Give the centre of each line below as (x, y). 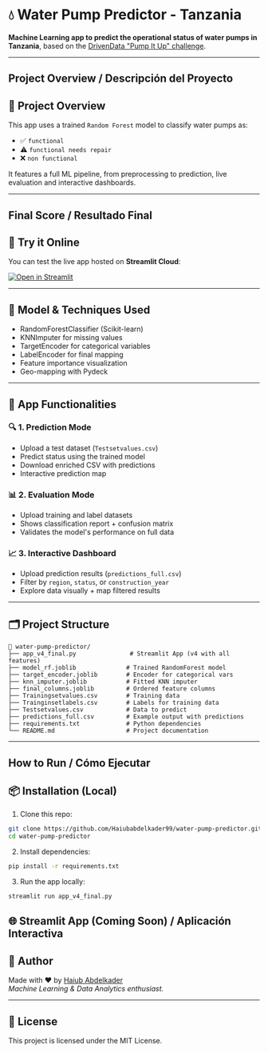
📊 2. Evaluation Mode (51, 494)
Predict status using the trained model (83, 456)
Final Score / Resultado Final (81, 215)
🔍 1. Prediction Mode (50, 427)
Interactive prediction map (63, 473)
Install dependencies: (55, 852)
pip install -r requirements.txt (64, 867)
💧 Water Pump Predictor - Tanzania (125, 15)
